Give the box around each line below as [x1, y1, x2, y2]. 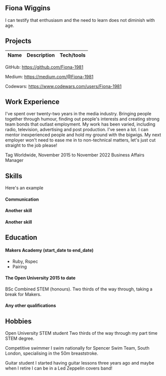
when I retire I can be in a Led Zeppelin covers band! [5, 365, 112, 372]
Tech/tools [59, 52, 86, 59]
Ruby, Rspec [12, 258, 38, 264]
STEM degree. [5, 335, 35, 342]
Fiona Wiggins [5, 4, 51, 12]
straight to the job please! [5, 143, 57, 149]
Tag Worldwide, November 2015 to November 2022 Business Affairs [5, 152, 145, 158]
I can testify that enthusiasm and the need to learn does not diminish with [5, 17, 155, 23]
